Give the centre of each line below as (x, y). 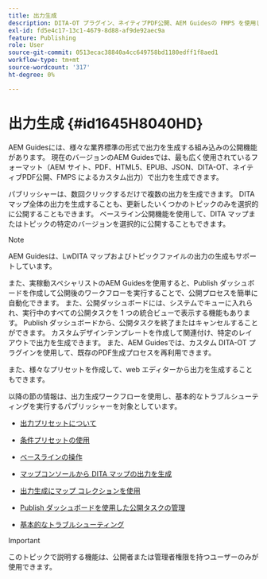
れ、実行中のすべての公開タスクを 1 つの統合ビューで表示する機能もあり (126, 313)
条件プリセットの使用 (54, 440)
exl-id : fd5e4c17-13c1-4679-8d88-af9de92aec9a (87, 30)
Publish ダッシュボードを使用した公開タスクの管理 (102, 507)
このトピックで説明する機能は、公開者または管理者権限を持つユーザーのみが (133, 557)
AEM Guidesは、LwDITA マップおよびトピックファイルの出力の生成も (122, 256)
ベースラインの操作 (51, 457)
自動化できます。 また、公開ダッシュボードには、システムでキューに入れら (131, 302)
